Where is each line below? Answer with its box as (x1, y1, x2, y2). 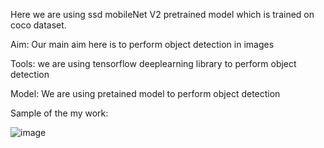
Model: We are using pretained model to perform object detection (10, 88, 281, 99)
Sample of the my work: (10, 107, 109, 119)
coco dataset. (10, 19, 67, 31)
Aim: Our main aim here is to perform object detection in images (10, 39, 275, 50)
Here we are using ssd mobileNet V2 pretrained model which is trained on (10, 9, 315, 20)
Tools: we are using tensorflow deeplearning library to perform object (10, 58, 297, 69)
